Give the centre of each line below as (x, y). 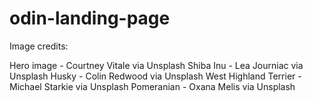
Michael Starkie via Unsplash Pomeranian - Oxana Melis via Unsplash (152, 86)
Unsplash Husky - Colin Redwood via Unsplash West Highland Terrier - (155, 76)
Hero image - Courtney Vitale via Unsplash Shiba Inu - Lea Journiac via (156, 65)
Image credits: (39, 46)
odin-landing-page (90, 18)
